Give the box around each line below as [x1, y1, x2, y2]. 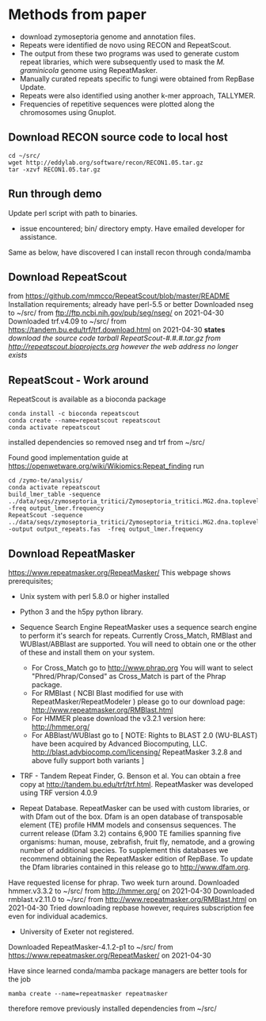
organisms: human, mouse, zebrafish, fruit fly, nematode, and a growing [19, 837, 255, 846]
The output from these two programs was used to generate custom [19, 48, 240, 58]
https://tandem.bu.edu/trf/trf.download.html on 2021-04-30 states [8, 325, 226, 335]
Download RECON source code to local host [8, 131, 228, 144]
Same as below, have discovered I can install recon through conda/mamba [8, 248, 252, 257]
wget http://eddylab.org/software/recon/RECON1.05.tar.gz [8, 159, 203, 167]
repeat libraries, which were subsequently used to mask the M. [19, 57, 226, 67]
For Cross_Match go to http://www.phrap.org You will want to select [31, 663, 253, 672]
